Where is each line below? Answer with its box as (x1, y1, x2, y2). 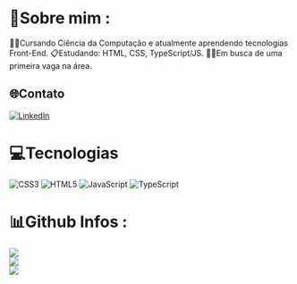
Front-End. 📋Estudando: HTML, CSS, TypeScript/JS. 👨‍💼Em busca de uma (9, 47, 283, 58)
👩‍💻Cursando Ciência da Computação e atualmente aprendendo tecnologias (9, 38, 289, 48)
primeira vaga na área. (9, 60, 92, 71)
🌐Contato (9, 87, 65, 102)
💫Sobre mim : (9, 8, 111, 29)
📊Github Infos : (9, 212, 128, 231)
